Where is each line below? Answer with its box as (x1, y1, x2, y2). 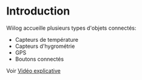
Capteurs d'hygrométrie (15, 42, 75, 50)
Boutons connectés (15, 55, 64, 62)
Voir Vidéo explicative (6, 67, 61, 74)
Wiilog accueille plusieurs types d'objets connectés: (6, 24, 137, 32)
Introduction (6, 4, 70, 18)
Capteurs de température (15, 36, 79, 43)
